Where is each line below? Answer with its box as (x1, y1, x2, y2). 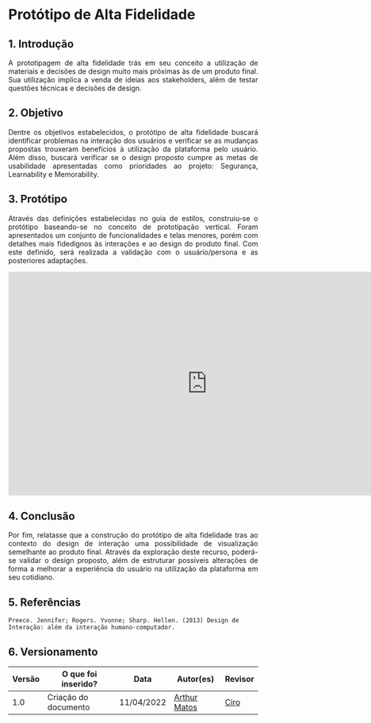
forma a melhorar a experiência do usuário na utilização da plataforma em (8, 564, 258, 574)
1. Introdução (8, 37, 74, 51)
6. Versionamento (8, 645, 98, 659)
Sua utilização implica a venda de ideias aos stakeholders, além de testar (8, 75, 258, 84)
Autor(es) (177, 674, 215, 685)
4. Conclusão (8, 510, 75, 523)
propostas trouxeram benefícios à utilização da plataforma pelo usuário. (8, 144, 258, 154)
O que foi (62, 668, 98, 679)
